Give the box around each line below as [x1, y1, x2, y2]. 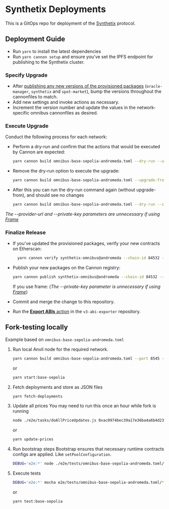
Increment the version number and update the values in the [12, 104, 136, 110]
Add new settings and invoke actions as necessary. [12, 99, 120, 105]
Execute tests [12, 470, 41, 476]
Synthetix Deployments [5, 4, 106, 15]
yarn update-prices [12, 437, 54, 442]
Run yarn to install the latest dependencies [12, 48, 101, 54]
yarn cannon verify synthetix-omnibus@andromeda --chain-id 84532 [17, 256, 160, 261]
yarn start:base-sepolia [12, 375, 65, 380]
